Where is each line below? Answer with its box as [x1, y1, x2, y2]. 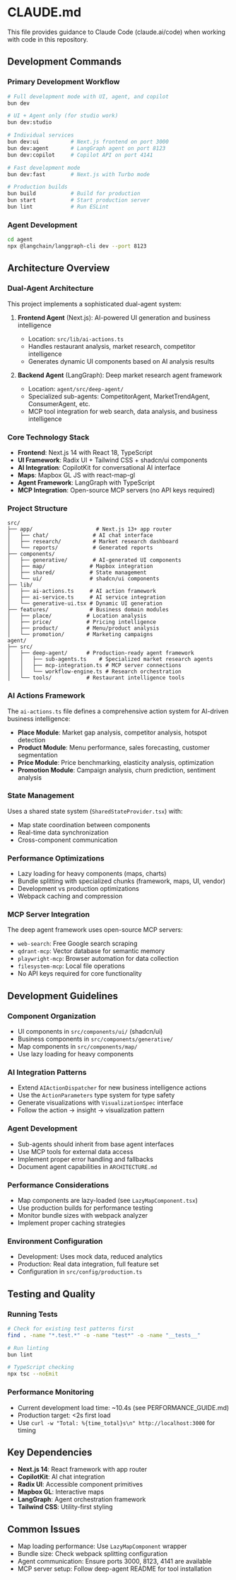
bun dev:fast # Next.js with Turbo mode [7, 171, 151, 178]
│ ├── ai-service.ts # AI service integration [7, 594, 166, 601]
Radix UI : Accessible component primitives [17, 1480, 143, 1489]
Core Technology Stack [7, 432, 90, 442]
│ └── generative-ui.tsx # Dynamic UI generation [7, 600, 163, 607]
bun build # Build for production [7, 190, 141, 197]
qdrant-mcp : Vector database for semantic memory [17, 947, 165, 955]
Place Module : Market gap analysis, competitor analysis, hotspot [17, 728, 207, 737]
